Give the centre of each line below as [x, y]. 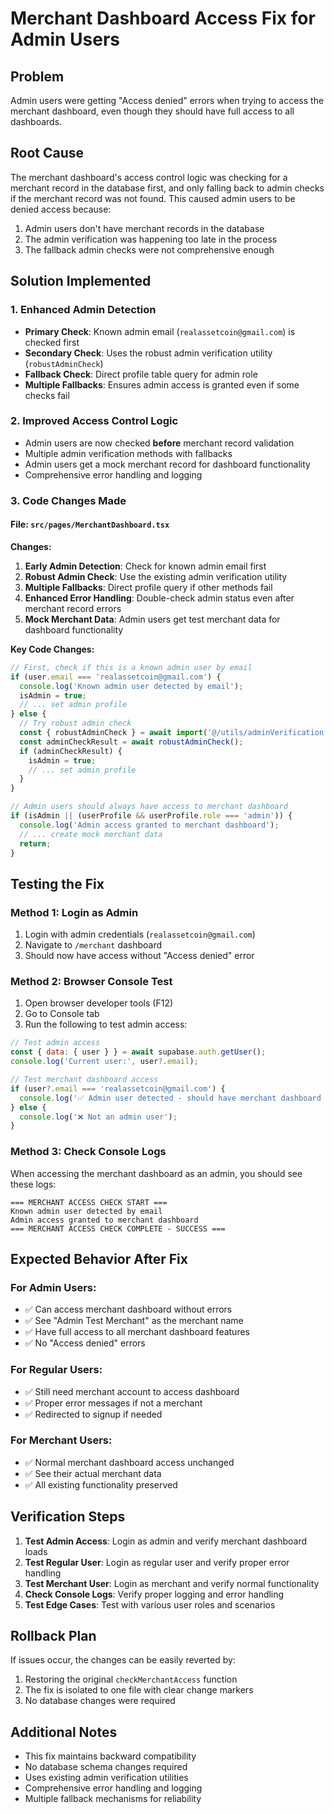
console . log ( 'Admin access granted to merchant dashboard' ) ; [149, 825]
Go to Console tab [62, 1014]
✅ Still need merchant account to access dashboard [132, 1391]
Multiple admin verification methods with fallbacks [128, 453]
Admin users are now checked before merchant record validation [159, 443]
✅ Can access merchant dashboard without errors [128, 1309]
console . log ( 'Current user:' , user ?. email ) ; [104, 1062]
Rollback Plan [53, 1636]
